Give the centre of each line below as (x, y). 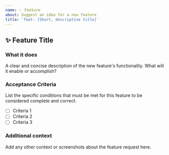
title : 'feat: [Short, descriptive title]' (52, 19)
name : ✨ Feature (23, 10)
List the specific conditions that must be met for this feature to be (74, 95)
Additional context (29, 136)
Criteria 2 (22, 117)
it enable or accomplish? (31, 71)
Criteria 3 (22, 122)
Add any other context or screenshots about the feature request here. (78, 147)
